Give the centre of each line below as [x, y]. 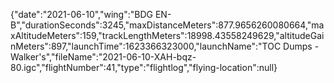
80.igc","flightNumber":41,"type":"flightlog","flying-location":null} [144, 67]
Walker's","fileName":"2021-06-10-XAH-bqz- [103, 57]
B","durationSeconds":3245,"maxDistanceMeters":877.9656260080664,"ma [167, 25]
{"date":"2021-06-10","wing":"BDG [81, 14]
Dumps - [301, 46]
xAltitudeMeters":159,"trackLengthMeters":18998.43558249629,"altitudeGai [167, 35]
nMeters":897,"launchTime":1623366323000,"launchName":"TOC [146, 46]
